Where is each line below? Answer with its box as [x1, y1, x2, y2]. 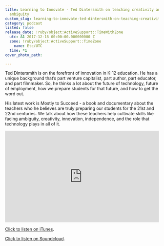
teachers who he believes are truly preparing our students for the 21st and [5, 105, 154, 111]
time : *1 [9, 48, 27, 53]
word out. [5, 91, 24, 97]
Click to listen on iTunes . [5, 226, 55, 232]
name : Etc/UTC [14, 43, 42, 48]
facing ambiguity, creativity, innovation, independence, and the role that [5, 116, 150, 122]
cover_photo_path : [5, 52, 42, 58]
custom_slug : [5, 16, 32, 21]
